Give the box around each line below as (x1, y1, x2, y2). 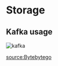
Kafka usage (6, 27, 53, 37)
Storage (6, 4, 45, 17)
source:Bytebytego (6, 54, 52, 60)
